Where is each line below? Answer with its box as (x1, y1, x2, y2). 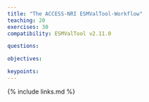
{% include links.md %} (7, 87, 76, 96)
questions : (7, 43, 39, 50)
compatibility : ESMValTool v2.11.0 (7, 30, 112, 37)
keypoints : (7, 68, 39, 75)
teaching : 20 (7, 17, 46, 24)
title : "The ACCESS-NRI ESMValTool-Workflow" (7, 10, 143, 18)
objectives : (7, 56, 42, 63)
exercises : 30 (7, 23, 49, 30)
